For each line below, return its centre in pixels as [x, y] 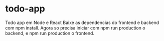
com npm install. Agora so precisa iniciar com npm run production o [75, 27]
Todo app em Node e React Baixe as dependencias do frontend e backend [82, 22]
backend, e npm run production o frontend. [50, 33]
